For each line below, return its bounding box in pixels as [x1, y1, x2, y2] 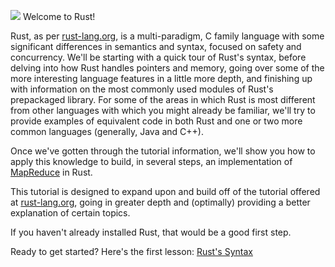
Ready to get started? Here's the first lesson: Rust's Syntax [10, 246, 253, 257]
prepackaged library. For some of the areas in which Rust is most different [10, 94, 316, 105]
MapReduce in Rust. [10, 166, 93, 178]
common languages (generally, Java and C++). [10, 126, 204, 137]
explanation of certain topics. [10, 207, 131, 219]
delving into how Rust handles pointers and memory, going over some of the [10, 62, 325, 74]
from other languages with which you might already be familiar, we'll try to [10, 105, 316, 116]
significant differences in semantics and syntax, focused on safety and [10, 41, 302, 52]
